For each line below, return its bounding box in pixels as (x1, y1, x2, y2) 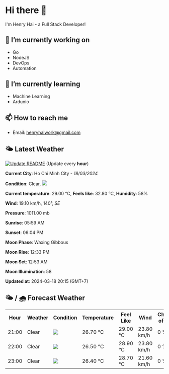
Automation (12, 65, 37, 71)
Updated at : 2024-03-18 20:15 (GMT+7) (5, 278, 89, 284)
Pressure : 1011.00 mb (5, 210, 50, 216)
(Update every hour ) (46, 161, 89, 167)
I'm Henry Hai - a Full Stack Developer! (5, 21, 86, 27)
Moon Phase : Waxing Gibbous (5, 239, 69, 246)
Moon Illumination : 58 (5, 269, 52, 275)
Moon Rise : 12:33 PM (5, 249, 50, 255)
